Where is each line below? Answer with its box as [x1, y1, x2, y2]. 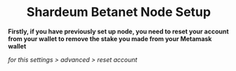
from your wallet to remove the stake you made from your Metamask [8, 34, 212, 42]
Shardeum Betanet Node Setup [26, 4, 211, 20]
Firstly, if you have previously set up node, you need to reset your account [8, 27, 229, 35]
